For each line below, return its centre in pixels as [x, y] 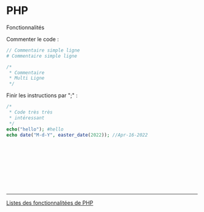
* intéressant [27, 118]
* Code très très [31, 112]
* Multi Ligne [27, 78]
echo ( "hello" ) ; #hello [35, 129]
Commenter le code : [32, 39]
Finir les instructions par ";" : [42, 95]
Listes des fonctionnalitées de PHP [50, 203]
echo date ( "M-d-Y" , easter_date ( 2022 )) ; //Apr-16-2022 [77, 135]
